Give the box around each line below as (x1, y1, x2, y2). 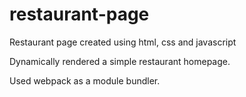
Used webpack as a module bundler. (9, 74, 161, 87)
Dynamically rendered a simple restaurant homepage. (9, 55, 231, 67)
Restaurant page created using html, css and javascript (9, 36, 237, 48)
